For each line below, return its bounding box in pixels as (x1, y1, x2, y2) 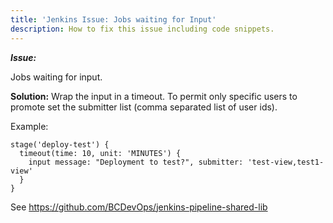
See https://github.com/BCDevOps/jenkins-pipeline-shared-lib (10, 201, 268, 213)
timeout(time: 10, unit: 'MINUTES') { (19, 148, 182, 158)
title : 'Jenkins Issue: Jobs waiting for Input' (10, 14, 217, 25)
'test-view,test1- (247, 157, 325, 167)
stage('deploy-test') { (10, 139, 110, 150)
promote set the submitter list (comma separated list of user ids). (10, 101, 278, 113)
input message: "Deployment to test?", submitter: (28, 157, 244, 167)
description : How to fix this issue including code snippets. (10, 24, 275, 34)
